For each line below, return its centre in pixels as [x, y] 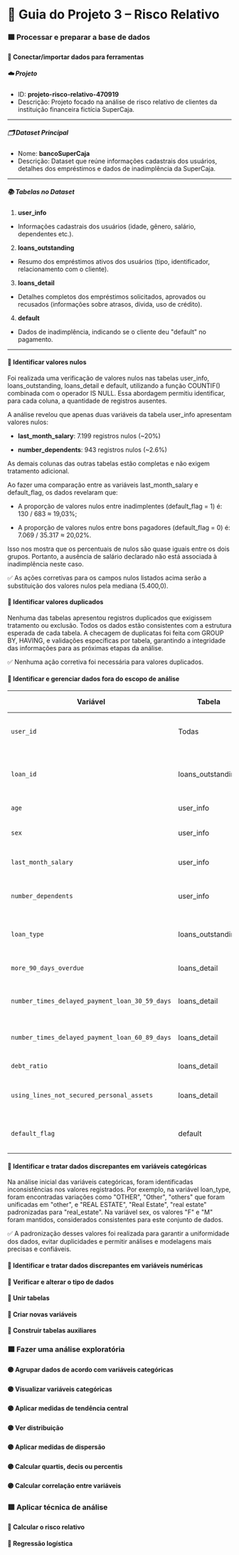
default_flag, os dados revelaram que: [63, 492]
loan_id [24, 774]
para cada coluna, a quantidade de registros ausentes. [87, 401]
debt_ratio [29, 1066]
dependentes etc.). [46, 233]
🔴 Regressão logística [40, 1543]
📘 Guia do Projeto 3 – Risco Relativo [113, 15]
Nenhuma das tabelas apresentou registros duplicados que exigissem [110, 618]
